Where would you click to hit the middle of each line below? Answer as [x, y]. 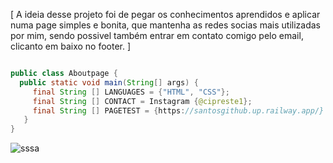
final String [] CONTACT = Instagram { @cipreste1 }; [142, 101]
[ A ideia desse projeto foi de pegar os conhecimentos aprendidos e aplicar [165, 14]
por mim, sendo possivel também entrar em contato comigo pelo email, [157, 35]
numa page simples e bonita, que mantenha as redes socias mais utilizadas [165, 25]
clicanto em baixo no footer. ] [71, 46]
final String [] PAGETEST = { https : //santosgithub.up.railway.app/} [178, 110]
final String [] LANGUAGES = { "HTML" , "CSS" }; [131, 92]
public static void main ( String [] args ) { [109, 82]
